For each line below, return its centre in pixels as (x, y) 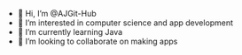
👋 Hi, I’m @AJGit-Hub (57, 14)
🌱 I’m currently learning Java (70, 32)
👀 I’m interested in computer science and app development (125, 23)
